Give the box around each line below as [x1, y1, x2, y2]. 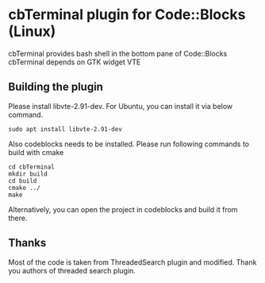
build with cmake [8, 147, 64, 157]
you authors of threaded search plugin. [8, 266, 136, 275]
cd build [8, 176, 37, 184]
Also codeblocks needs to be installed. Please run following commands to [8, 139, 250, 149]
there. [8, 213, 28, 223]
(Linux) [8, 22, 56, 41]
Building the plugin [8, 80, 103, 94]
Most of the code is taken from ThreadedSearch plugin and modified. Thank [8, 257, 257, 267]
